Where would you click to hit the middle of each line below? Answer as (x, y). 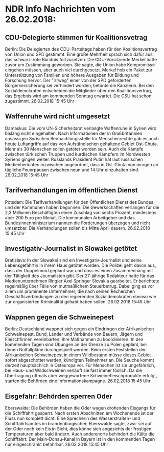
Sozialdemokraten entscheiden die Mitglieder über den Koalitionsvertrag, (79, 91)
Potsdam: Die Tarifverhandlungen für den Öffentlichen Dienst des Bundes (79, 202)
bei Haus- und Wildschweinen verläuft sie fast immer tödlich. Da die (74, 370)
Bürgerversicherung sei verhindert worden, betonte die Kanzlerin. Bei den (80, 86)
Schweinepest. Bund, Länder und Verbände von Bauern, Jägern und (74, 334)
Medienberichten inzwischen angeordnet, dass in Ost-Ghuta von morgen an (82, 164)
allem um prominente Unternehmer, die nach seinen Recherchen (70, 291)
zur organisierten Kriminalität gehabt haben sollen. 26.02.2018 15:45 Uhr (78, 302)
